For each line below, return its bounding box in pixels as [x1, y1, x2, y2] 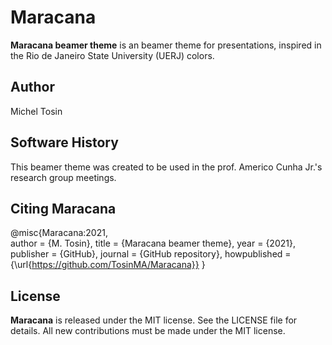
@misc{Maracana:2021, [10, 227, 108, 239]
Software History [10, 134, 119, 151]
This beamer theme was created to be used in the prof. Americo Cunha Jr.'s [10, 161, 323, 173]
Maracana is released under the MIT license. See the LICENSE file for [10, 314, 298, 326]
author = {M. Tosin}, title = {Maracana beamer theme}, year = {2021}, [10, 237, 296, 250]
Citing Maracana [10, 200, 117, 217]
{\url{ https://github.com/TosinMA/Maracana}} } [10, 259, 206, 271]
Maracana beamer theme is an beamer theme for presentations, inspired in [10, 39, 322, 51]
